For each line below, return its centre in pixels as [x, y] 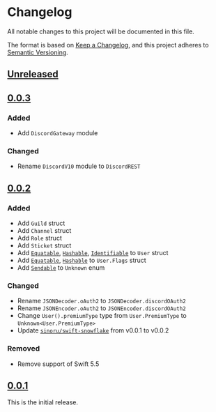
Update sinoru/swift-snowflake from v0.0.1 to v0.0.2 [93, 330]
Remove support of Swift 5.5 [58, 364]
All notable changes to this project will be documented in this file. [101, 31]
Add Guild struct [41, 223]
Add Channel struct [44, 230]
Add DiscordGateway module [57, 133]
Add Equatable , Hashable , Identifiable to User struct [93, 253]
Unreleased [33, 74]
